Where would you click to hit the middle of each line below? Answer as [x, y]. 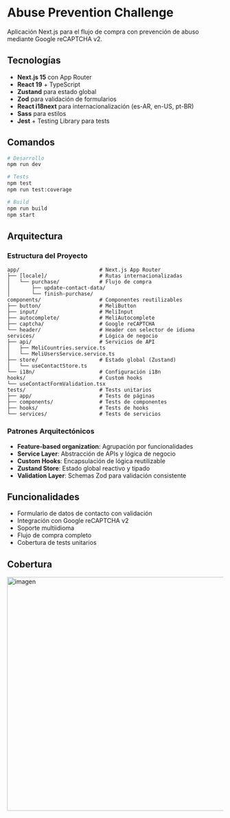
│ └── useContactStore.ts [47, 366]
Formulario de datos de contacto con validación [84, 513]
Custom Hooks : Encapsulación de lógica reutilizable [91, 460]
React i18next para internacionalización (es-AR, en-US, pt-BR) [105, 106]
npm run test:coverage [39, 190]
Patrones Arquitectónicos [51, 432]
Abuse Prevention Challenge [90, 13]
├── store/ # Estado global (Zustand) [92, 360]
